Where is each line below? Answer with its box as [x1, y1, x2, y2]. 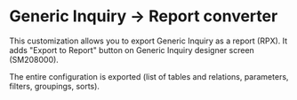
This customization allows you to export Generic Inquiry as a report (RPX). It [9, 35, 288, 46]
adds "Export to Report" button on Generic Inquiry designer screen [9, 44, 255, 55]
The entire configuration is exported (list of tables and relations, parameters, [9, 71, 289, 81]
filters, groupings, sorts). [9, 81, 100, 91]
